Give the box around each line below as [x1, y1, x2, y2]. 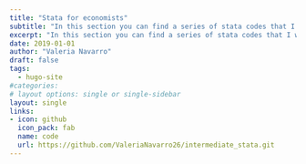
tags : [9, 65, 30, 74]
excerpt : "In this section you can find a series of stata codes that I [9, 30, 291, 39]
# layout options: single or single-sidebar [9, 89, 181, 98]
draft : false [9, 56, 59, 65]
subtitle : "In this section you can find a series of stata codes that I [9, 22, 296, 31]
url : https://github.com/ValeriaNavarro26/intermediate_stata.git [17, 140, 275, 149]
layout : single [9, 97, 67, 108]
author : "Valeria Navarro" [9, 47, 112, 56]
